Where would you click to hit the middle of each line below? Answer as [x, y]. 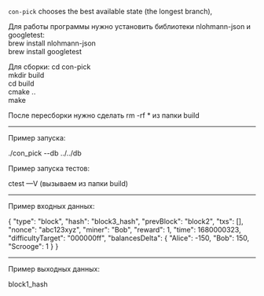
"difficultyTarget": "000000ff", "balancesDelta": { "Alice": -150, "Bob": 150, [129, 238]
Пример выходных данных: [54, 269]
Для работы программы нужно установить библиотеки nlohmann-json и [130, 26]
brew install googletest [45, 51]
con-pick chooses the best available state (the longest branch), [110, 11]
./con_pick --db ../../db [45, 153]
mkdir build [26, 75]
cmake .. [22, 92]
